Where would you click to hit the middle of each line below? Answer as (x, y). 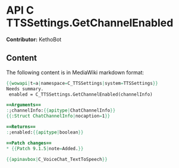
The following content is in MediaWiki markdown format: (75, 72)
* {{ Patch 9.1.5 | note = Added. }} (45, 148)
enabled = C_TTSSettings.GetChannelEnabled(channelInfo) (81, 94)
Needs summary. (25, 89)
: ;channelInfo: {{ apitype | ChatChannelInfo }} (61, 110)
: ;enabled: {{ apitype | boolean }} (45, 132)
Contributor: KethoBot (34, 39)
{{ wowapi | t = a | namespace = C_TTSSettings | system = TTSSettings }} (82, 83)
